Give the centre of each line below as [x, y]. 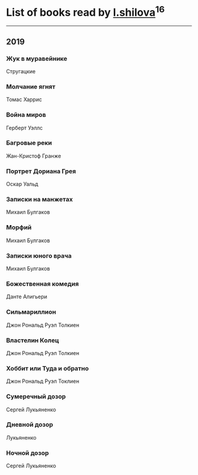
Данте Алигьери [27, 297]
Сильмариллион [31, 312]
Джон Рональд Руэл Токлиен [43, 381]
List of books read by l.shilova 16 [85, 12]
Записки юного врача [39, 256]
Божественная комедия [42, 284]
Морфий [19, 227]
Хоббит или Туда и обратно [48, 368]
